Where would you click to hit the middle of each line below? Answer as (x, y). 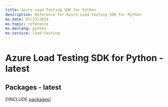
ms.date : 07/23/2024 (27, 19)
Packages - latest (33, 87)
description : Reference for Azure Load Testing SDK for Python (73, 15)
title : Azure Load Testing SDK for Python (51, 10)
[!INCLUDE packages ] (28, 99)
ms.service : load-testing (32, 33)
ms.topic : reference (27, 24)
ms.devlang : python (26, 29)
